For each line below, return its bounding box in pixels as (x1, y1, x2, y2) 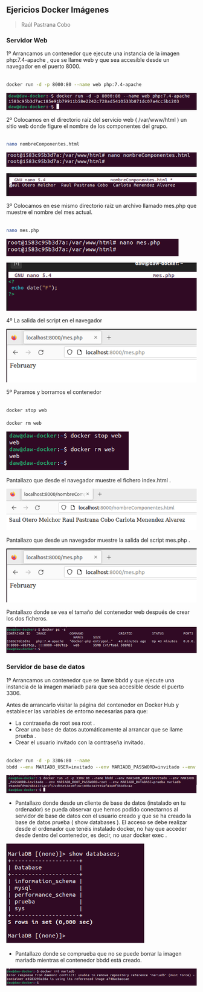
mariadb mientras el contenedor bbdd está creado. (14, 957, 142, 964)
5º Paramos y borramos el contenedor (6, 388, 101, 396)
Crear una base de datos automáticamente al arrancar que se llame (14, 725, 183, 733)
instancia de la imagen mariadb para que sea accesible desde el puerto (6, 683, 184, 690)
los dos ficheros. (6, 614, 48, 622)
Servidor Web (6, 36, 48, 44)
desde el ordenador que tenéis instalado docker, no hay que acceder (14, 825, 187, 833)
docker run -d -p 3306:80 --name (6, 757, 91, 764)
